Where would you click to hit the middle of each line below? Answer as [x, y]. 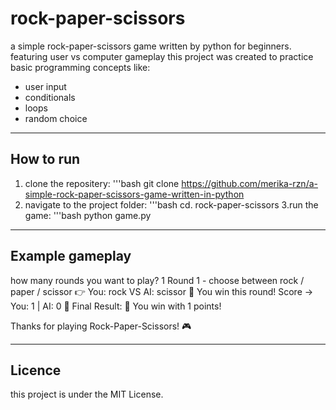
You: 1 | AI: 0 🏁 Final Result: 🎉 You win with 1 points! [116, 306]
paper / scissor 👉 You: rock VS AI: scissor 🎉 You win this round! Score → [162, 291]
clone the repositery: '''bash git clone [102, 183]
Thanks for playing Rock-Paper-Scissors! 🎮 [101, 326]
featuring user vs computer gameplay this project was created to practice [162, 56]
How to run [45, 159]
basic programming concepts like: [80, 67]
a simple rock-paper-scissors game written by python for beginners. [151, 46]
